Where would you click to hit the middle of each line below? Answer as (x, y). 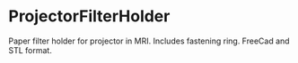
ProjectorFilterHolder (89, 16)
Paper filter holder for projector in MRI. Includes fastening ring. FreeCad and (149, 41)
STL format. (31, 50)
